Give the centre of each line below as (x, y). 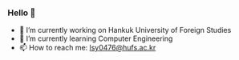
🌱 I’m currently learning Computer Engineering (96, 38)
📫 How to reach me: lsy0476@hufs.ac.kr (87, 48)
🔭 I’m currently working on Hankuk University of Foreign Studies (125, 30)
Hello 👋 (22, 13)
